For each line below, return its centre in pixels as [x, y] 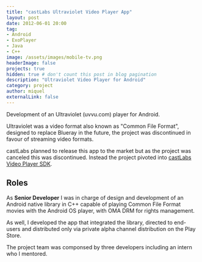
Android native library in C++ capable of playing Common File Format [94, 204]
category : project [30, 86]
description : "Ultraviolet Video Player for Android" [76, 80]
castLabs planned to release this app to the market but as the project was [99, 150]
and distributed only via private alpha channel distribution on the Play [109, 228]
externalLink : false [33, 97]
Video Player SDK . [29, 164]
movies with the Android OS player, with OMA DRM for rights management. [101, 210]
